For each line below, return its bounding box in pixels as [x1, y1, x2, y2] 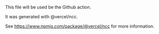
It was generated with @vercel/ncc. [5, 14, 78, 19]
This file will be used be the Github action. [5, 4, 91, 10]
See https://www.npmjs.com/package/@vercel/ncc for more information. [5, 23, 155, 29]
